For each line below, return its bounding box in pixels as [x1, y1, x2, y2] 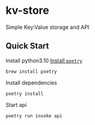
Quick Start [5, 41, 49, 51]
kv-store [5, 4, 49, 17]
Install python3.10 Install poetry [5, 56, 82, 64]
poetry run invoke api [5, 112, 63, 119]
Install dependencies [5, 79, 58, 86]
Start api [5, 101, 27, 108]
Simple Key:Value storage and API [5, 23, 90, 31]
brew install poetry [5, 69, 58, 75]
